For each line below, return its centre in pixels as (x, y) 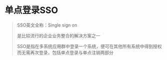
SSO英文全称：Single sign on (47, 25)
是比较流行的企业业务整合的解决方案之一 (58, 35)
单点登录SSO (31, 10)
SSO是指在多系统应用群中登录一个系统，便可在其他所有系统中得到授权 (89, 46)
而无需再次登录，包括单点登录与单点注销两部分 (65, 52)
